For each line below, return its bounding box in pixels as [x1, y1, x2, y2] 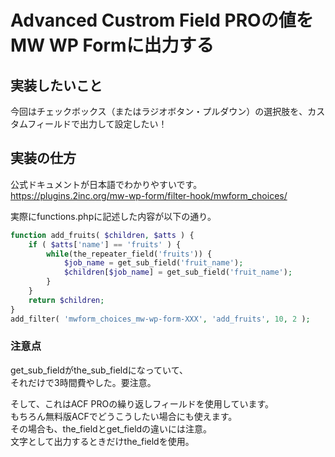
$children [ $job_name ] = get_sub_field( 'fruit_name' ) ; [63, 267, 293, 278]
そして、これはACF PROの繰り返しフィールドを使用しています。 [10, 397, 275, 410]
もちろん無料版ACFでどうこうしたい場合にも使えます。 [10, 410, 238, 422]
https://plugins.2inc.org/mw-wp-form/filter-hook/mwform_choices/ [10, 189, 288, 201]
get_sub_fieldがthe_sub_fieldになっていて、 [10, 364, 188, 376]
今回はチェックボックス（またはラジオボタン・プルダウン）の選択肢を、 [10, 106, 308, 117]
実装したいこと [10, 77, 103, 94]
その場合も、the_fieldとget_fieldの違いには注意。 [10, 422, 213, 435]
